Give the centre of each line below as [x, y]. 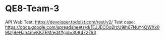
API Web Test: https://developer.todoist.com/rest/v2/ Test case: [70, 22]
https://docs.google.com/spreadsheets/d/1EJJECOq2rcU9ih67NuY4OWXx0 [82, 27]
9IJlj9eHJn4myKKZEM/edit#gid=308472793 [51, 32]
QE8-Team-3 [32, 9]
